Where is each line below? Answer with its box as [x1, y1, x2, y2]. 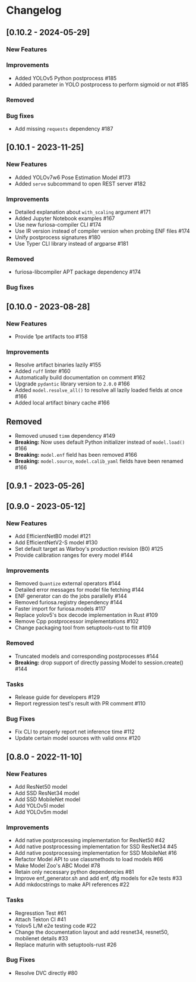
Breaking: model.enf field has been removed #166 [14, 451, 138, 459]
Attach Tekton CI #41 [14, 915, 67, 923]
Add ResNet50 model [14, 783, 68, 790]
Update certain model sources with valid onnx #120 [14, 735, 141, 742]
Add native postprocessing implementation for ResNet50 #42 [14, 837, 165, 844]
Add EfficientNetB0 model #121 [14, 533, 91, 540]
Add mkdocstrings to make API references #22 [14, 881, 129, 888]
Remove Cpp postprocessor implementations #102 [14, 618, 139, 625]
